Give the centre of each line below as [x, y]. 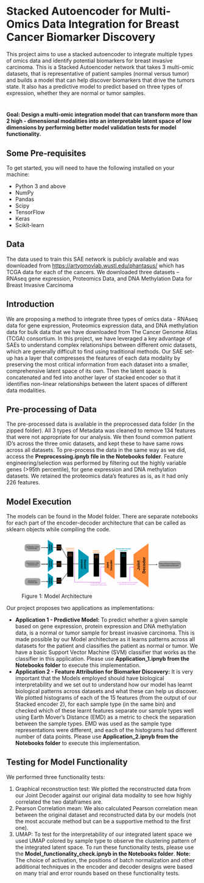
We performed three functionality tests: [56, 777]
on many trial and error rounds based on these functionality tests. [97, 873]
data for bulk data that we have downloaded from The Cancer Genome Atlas [102, 332]
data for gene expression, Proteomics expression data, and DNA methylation [102, 325]
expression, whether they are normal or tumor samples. [76, 93]
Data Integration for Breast [111, 24]
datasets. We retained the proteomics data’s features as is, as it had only [97, 476]
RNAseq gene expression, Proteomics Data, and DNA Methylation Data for [100, 278]
